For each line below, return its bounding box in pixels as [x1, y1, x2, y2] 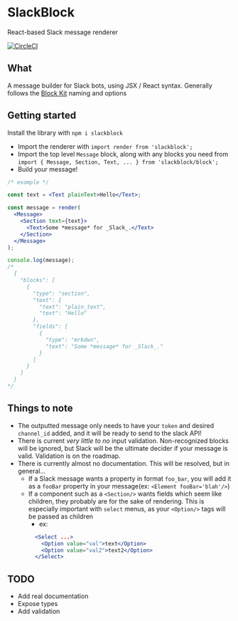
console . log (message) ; [7, 257, 75, 264]
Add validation [17, 607, 60, 616]
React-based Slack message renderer [7, 28, 119, 36]
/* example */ [7, 179, 50, 186]
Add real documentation [17, 592, 89, 600]
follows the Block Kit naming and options [7, 88, 127, 97]
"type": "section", [33, 290, 91, 297]
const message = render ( [7, 204, 81, 212]
